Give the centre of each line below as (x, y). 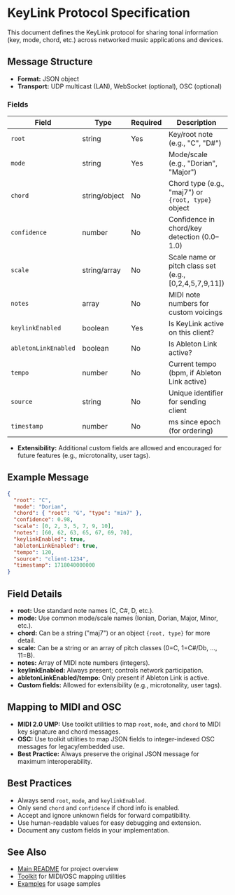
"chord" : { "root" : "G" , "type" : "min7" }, (78, 513)
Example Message (48, 477)
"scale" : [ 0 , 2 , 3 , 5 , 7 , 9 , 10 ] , (64, 526)
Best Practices (40, 783)
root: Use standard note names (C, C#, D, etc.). (85, 611)
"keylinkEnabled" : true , (50, 539)
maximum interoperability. (55, 761)
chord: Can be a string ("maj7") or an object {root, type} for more (114, 633)
